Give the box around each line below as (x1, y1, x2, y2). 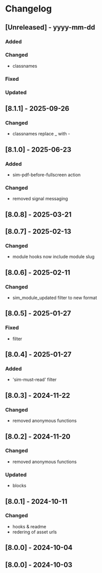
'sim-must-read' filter (12, 377, 57, 383)
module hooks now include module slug (12, 254, 95, 260)
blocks (12, 483, 26, 489)
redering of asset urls (12, 529, 57, 535)
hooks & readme (12, 523, 46, 529)
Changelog (5, 3, 52, 15)
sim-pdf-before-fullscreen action (12, 172, 81, 178)
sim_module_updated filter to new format (12, 295, 97, 301)
